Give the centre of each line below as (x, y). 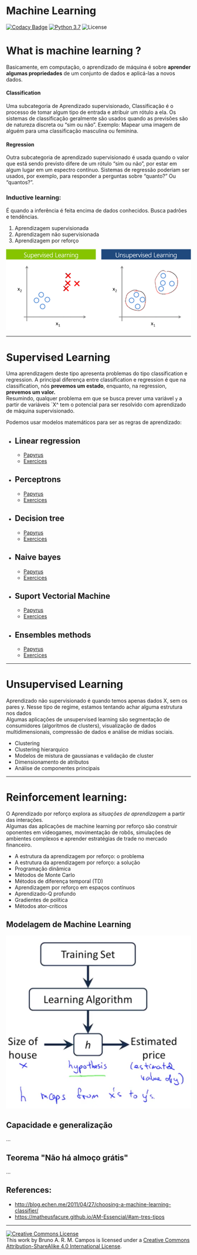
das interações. (25, 820)
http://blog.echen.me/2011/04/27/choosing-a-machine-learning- (93, 1204)
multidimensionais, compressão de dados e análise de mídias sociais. (90, 732)
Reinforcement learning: (67, 797)
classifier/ (26, 1210)
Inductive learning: (34, 198)
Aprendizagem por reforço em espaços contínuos (75, 888)
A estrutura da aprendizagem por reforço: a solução (77, 863)
